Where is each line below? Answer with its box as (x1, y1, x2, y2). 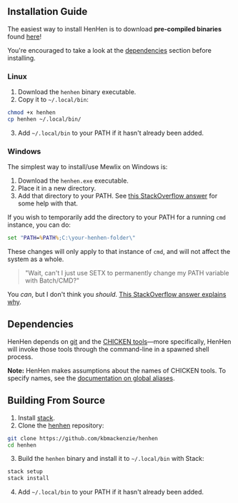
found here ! (7, 32, 41, 41)
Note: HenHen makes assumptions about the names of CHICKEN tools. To (7, 366, 227, 375)
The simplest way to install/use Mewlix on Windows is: (7, 163, 168, 171)
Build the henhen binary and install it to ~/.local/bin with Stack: (17, 454, 205, 463)
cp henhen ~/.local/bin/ (7, 116, 81, 123)
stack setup (7, 468, 43, 475)
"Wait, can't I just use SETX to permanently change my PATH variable (24, 269, 229, 278)
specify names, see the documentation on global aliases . (7, 374, 175, 382)
